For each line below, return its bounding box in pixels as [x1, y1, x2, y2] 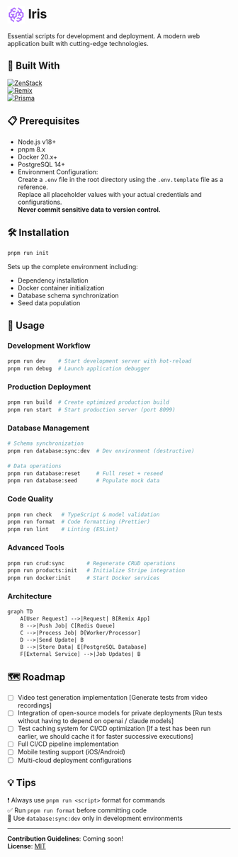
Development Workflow [7, 341, 91, 351]
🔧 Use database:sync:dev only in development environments [7, 814, 183, 823]
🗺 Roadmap [7, 671, 66, 683]
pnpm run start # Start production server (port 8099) [7, 406, 176, 413]
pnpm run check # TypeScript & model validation [7, 511, 160, 518]
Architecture [7, 591, 52, 601]
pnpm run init [7, 250, 50, 257]
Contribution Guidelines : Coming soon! [7, 834, 124, 843]
